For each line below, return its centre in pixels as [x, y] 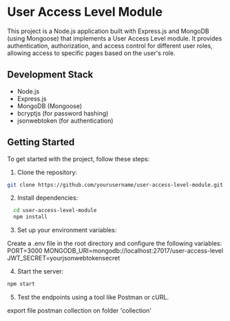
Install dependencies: [48, 198]
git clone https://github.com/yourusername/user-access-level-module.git [115, 185]
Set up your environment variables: [67, 230]
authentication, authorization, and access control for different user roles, [110, 45]
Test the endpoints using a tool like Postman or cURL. [93, 298]
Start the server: [40, 271]
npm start [21, 284]
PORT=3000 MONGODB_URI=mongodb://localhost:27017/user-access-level [115, 251]
